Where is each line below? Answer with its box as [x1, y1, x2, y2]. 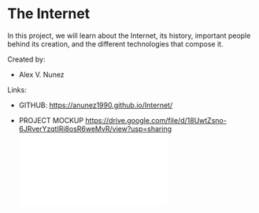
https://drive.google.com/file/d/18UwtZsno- [85, 115, 228, 125]
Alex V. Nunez [18, 69, 65, 79]
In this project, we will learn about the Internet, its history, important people [7, 31, 251, 40]
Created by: [7, 54, 46, 64]
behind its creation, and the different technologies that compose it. [7, 39, 224, 48]
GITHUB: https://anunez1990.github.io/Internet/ [18, 100, 173, 110]
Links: [7, 84, 27, 95]
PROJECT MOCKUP [18, 115, 84, 125]
